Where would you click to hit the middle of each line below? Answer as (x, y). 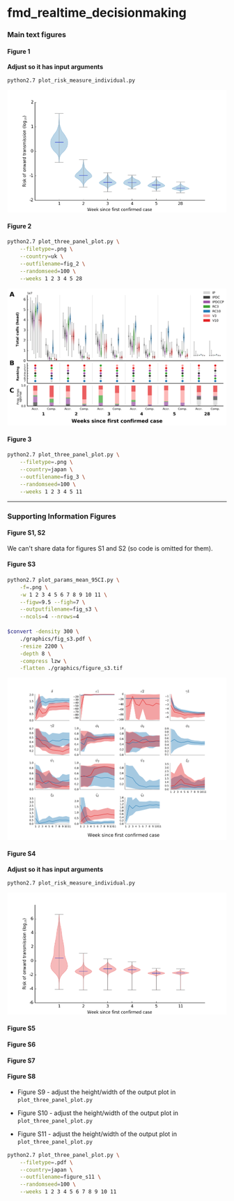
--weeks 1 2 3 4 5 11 (51, 492)
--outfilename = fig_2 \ (53, 264)
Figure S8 (22, 1077)
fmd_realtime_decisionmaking (97, 13)
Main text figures (37, 35)
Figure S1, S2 (26, 533)
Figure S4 (22, 854)
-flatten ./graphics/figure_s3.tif (71, 669)
